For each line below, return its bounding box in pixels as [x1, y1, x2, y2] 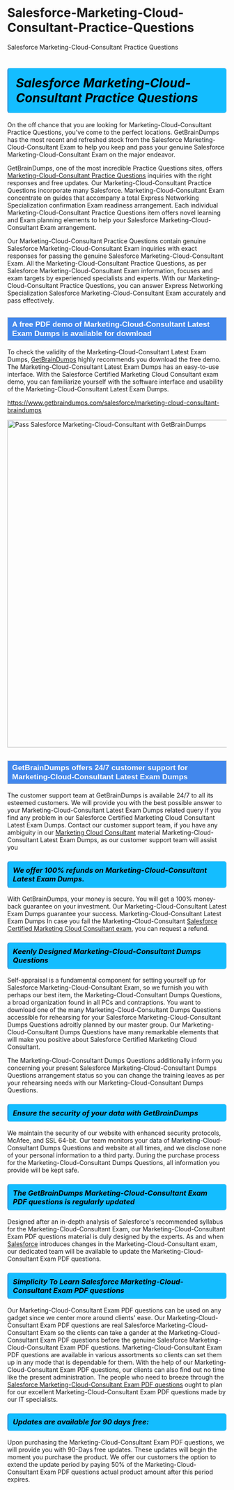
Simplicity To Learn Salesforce [13, 1277, 120, 1287]
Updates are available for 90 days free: [13, 1417, 150, 1427]
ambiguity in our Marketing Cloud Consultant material [7, 828, 161, 837]
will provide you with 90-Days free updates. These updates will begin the [7, 1445, 217, 1454]
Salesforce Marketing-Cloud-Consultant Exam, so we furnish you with [7, 983, 208, 992]
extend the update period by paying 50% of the [7, 1460, 144, 1468]
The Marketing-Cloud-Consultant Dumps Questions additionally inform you [7, 1056, 223, 1064]
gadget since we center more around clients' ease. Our [7, 1313, 166, 1322]
